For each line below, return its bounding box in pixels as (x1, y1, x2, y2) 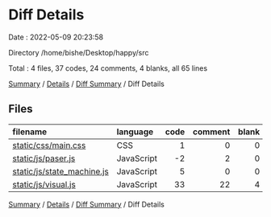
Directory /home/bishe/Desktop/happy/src (8, 47, 149, 57)
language (116, 126, 154, 137)
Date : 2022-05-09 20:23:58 (8, 32, 103, 42)
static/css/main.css (12, 139, 86, 150)
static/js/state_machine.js (12, 166, 109, 177)
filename (12, 126, 48, 137)
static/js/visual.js (12, 178, 77, 190)
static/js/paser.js (12, 153, 76, 164)
